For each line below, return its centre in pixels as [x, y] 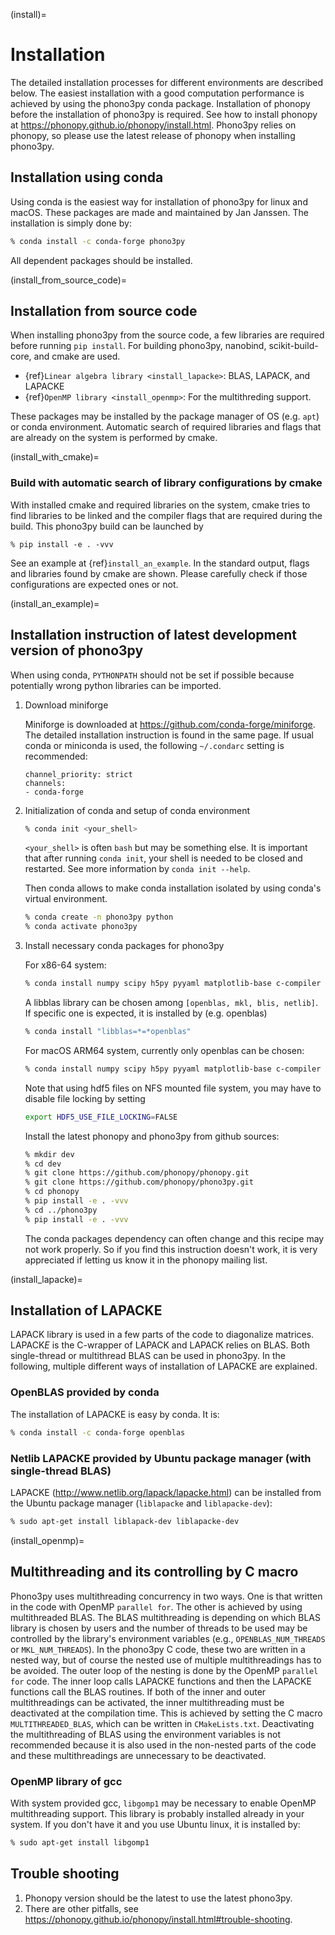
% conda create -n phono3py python [99, 917]
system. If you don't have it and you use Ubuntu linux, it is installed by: [155, 1824]
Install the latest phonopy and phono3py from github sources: [152, 1136]
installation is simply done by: [71, 223]
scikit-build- [293, 346]
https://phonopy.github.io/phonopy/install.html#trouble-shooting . [158, 1919]
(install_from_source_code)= [69, 280]
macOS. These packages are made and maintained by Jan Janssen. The [159, 212]
